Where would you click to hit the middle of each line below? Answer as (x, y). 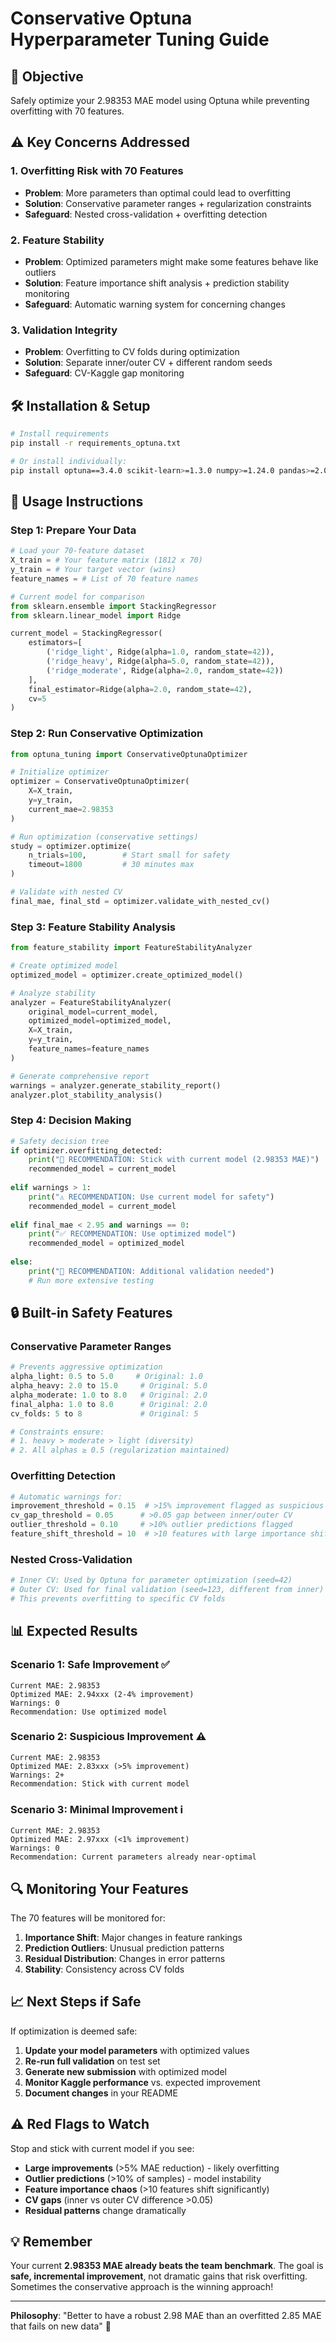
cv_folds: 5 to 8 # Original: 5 (104, 1413)
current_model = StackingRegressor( (86, 633)
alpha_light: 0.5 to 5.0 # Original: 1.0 (106, 1377)
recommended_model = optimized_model (107, 1243)
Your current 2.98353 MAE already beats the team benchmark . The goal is (167, 2266)
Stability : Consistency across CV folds (104, 1969)
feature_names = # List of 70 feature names (104, 578)
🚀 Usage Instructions (77, 501)
